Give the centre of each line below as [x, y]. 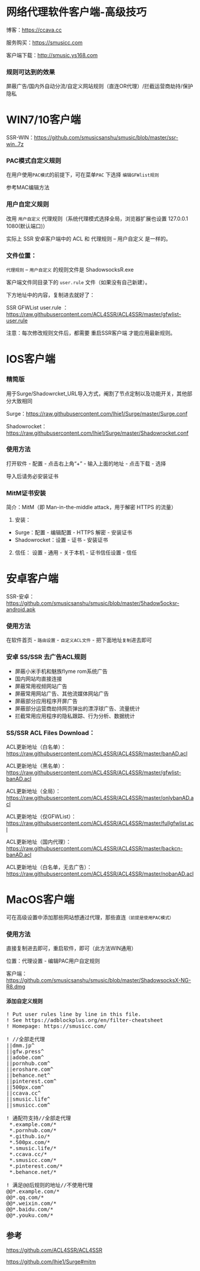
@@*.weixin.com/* [31, 1203]
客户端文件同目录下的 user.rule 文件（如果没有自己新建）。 [78, 282]
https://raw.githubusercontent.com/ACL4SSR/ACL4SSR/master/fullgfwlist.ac [100, 823]
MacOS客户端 [40, 900]
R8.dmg [16, 987]
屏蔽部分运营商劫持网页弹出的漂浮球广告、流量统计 [77, 708]
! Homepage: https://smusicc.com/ [57, 1026]
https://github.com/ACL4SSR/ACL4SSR [54, 1250]
